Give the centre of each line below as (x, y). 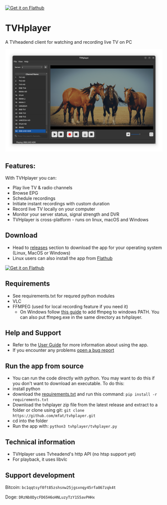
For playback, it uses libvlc (40, 459)
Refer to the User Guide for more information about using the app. (80, 345)
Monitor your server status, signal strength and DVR (66, 214)
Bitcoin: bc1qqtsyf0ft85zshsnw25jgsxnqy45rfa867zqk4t (60, 487)
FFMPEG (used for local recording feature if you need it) (70, 306)
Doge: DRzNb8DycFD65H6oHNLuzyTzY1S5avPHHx (50, 497)
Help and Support (33, 333)
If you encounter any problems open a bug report (63, 350)
